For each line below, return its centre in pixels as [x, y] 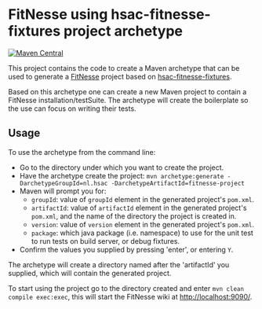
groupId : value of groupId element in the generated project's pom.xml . [143, 199]
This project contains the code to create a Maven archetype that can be [124, 68]
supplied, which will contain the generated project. [90, 273]
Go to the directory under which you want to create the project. [122, 167]
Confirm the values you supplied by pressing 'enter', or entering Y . [126, 249]
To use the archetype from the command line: [82, 152]
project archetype [123, 31]
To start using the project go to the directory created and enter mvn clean [126, 288]
